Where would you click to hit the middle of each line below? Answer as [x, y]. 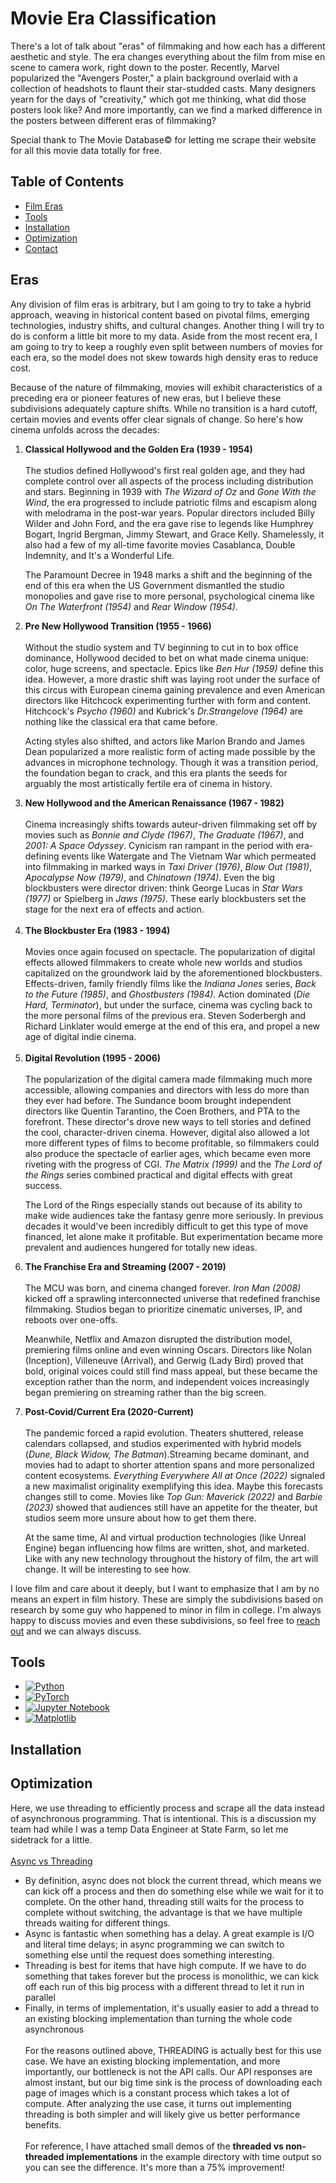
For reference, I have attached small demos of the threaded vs [154, 2146]
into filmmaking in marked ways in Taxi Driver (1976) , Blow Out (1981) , [168, 866]
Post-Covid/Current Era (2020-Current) [109, 1411]
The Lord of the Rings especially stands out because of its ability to [163, 1204]
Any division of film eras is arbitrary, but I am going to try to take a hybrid [161, 304]
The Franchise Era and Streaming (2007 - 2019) [125, 1266]
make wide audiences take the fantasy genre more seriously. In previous [174, 1215]
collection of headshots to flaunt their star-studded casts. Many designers [163, 88]
